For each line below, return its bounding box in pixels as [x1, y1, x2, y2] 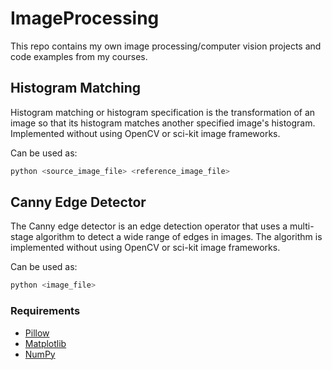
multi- [289, 220, 315, 232]
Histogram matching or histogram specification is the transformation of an [10, 106, 316, 118]
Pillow [24, 327, 50, 339]
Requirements [10, 304, 81, 318]
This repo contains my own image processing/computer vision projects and [10, 40, 322, 52]
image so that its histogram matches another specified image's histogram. [10, 117, 316, 129]
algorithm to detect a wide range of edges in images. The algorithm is [35, 231, 323, 243]
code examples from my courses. [10, 50, 148, 62]
